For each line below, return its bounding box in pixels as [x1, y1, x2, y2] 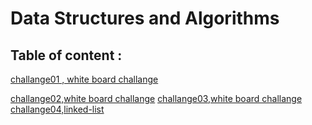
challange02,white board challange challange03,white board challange [10, 93, 303, 104]
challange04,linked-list [10, 103, 105, 115]
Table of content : [10, 47, 123, 64]
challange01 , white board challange [10, 73, 159, 85]
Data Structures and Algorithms [10, 7, 280, 30]
